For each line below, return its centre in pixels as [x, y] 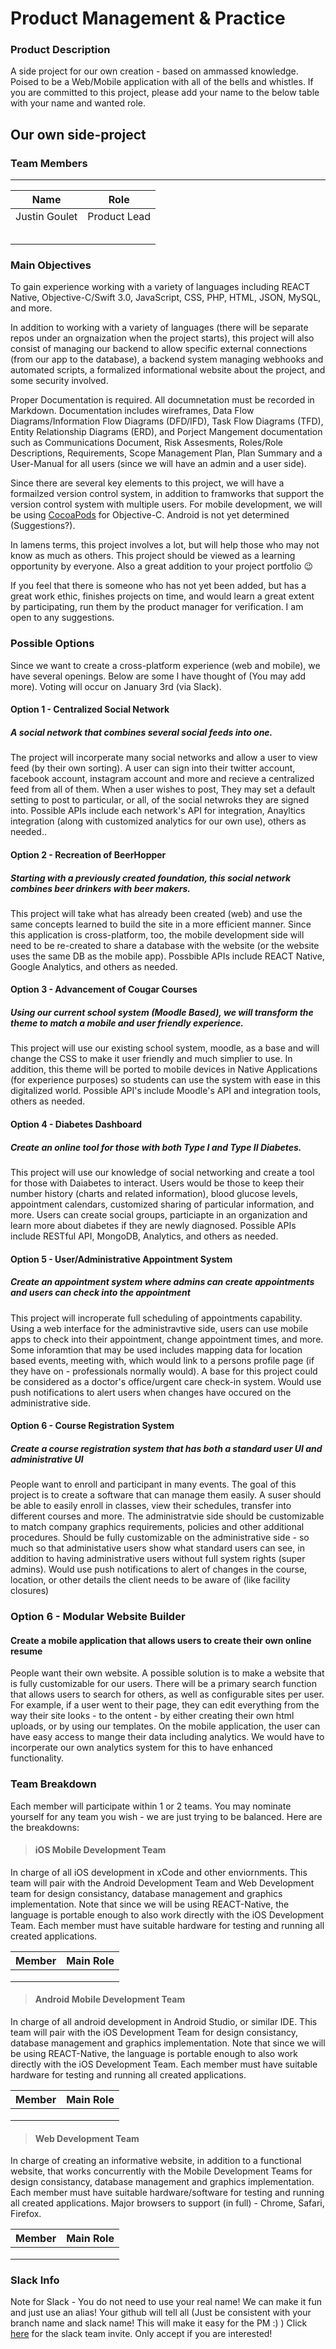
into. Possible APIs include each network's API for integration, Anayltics [158, 811]
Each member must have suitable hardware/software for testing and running [167, 2193]
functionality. [37, 1758]
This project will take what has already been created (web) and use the [156, 913]
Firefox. [26, 2214]
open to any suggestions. [62, 618]
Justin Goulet [46, 217]
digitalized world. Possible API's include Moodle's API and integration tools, [166, 1091]
